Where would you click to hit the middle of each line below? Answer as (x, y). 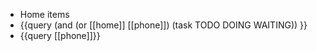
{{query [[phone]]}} (60, 35)
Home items (44, 14)
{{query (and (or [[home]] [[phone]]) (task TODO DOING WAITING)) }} (163, 25)
